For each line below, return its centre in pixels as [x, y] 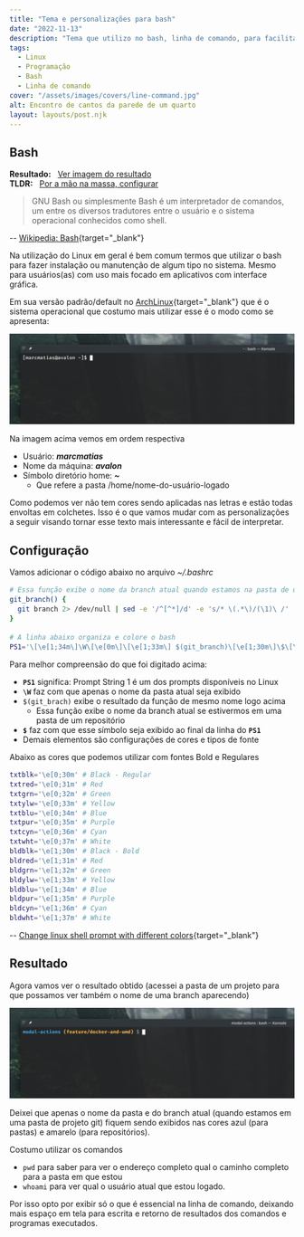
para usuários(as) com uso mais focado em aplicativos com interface [138, 275]
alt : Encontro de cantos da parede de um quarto [103, 105]
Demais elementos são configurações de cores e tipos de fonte [141, 740]
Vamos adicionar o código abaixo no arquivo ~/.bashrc [112, 572]
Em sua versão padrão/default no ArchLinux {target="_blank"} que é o [139, 302]
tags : [19, 48]
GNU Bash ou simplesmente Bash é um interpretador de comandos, [158, 201]
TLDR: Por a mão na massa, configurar [84, 184]
